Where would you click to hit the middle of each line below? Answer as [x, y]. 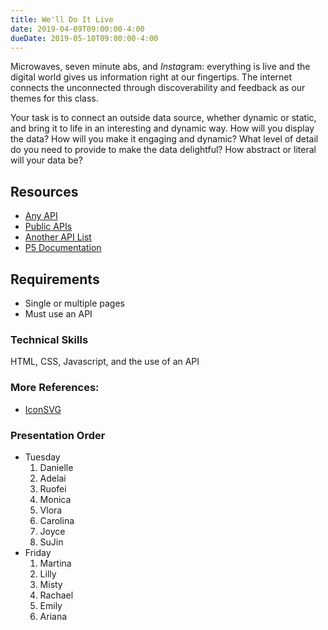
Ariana [53, 616]
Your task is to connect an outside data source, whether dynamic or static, [163, 118]
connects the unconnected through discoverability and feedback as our [158, 88]
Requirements [55, 279]
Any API [41, 216]
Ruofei [53, 488]
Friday [38, 552]
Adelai [53, 478]
